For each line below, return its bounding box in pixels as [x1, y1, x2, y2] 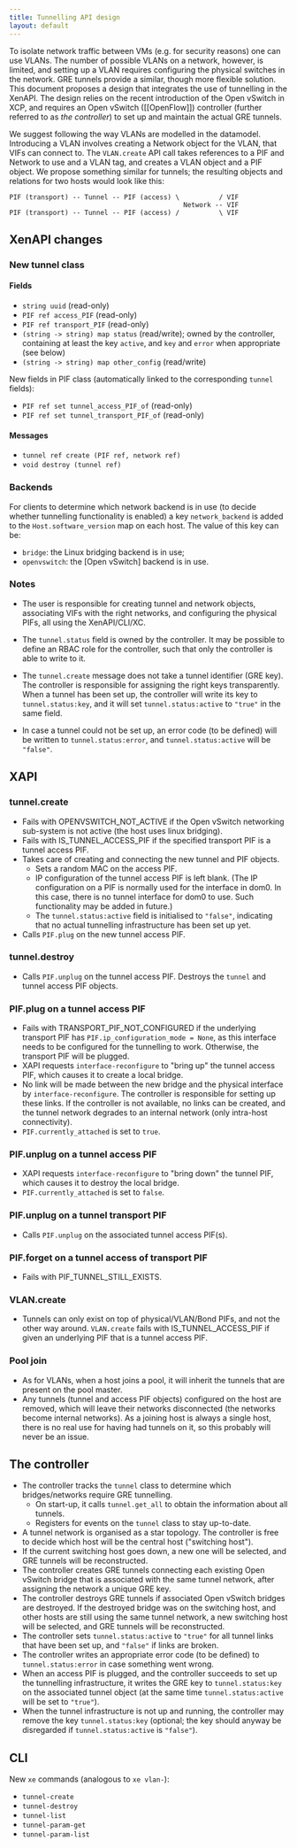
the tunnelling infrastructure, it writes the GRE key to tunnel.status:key [21, 1678, 283, 1689]
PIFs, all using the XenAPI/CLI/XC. [21, 617, 146, 628]
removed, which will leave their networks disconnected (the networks [21, 1403, 276, 1413]
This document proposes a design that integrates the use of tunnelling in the [9, 83, 287, 94]
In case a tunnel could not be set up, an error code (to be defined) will [21, 725, 278, 735]
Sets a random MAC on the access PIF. [34, 863, 178, 874]
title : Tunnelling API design [9, 12, 121, 22]
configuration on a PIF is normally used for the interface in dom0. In [34, 882, 282, 892]
